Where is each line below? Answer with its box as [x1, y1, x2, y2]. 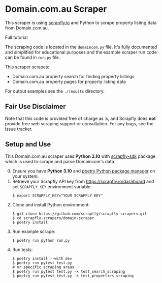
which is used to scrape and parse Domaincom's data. [5, 158, 116, 164]
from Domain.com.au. [5, 25, 49, 30]
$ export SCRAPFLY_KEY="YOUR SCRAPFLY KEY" [12, 193, 103, 198]
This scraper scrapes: [5, 64, 50, 70]
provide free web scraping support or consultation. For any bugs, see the [5, 120, 154, 126]
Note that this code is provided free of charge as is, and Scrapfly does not [5, 115, 156, 121]
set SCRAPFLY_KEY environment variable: [12, 183, 92, 190]
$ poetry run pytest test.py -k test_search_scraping [12, 269, 125, 274]
